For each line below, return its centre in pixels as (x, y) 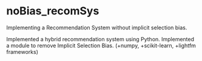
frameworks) (22, 51)
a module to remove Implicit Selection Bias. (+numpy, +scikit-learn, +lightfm (101, 45)
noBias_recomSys (53, 11)
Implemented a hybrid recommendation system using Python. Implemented (100, 39)
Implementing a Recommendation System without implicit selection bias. (97, 28)
